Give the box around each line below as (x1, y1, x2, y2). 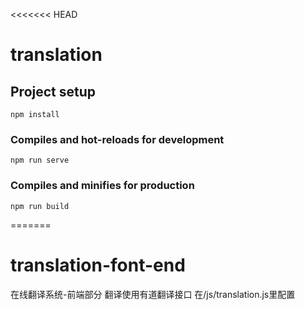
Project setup (10, 83, 97, 100)
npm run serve (10, 155, 70, 166)
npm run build (10, 201, 70, 211)
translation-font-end (10, 254, 186, 276)
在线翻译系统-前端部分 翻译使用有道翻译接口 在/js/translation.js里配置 (10, 288, 296, 300)
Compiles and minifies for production (10, 179, 195, 193)
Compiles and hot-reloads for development (10, 132, 225, 146)
